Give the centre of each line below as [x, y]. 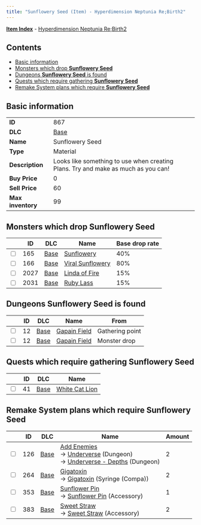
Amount [177, 436]
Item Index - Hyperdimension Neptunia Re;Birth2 [66, 29]
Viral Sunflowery [87, 263]
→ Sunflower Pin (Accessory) [102, 496]
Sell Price [23, 188]
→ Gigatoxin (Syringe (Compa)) [104, 478]
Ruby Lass [79, 283]
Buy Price [23, 178]
